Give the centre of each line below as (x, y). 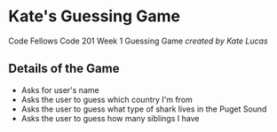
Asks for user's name (60, 89)
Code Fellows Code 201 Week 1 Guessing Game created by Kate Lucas (138, 41)
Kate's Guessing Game (95, 16)
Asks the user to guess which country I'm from (107, 99)
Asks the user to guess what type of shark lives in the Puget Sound (144, 109)
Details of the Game (64, 69)
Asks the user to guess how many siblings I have (110, 118)
